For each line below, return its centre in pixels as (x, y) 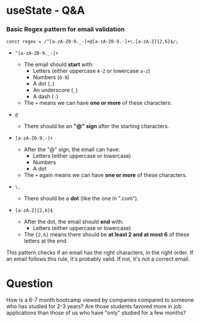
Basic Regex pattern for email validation (65, 29)
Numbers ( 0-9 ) (51, 77)
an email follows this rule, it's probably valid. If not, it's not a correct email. (98, 259)
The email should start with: (59, 64)
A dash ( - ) (46, 96)
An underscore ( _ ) (55, 90)
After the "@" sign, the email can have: (72, 150)
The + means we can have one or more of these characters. (98, 103)
